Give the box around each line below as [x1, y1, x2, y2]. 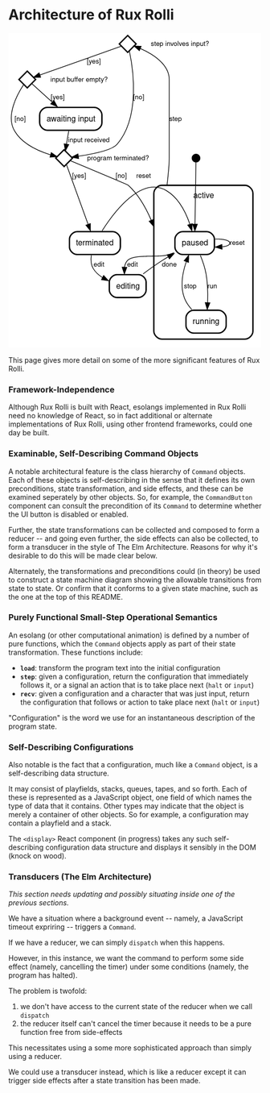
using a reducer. [8, 1052, 63, 1062]
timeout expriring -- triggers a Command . [8, 922, 137, 932]
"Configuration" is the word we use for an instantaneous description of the [8, 713, 256, 722]
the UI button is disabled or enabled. [8, 509, 129, 519]
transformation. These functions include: [8, 647, 143, 657]
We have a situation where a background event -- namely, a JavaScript [8, 913, 243, 924]
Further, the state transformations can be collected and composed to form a [8, 525, 260, 534]
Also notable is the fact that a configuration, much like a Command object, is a [8, 760, 259, 770]
